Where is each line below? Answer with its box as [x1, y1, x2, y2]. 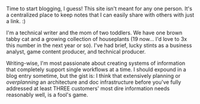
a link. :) [6, 18, 26, 24]
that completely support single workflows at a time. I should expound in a [6, 66, 186, 73]
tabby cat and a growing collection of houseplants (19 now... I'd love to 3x [6, 36, 187, 42]
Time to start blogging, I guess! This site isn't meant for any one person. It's [6, 5, 193, 12]
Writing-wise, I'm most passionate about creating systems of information [6, 59, 186, 67]
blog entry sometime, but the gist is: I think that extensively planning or [6, 73, 181, 79]
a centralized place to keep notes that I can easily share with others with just [6, 11, 195, 18]
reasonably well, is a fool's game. [6, 92, 88, 98]
